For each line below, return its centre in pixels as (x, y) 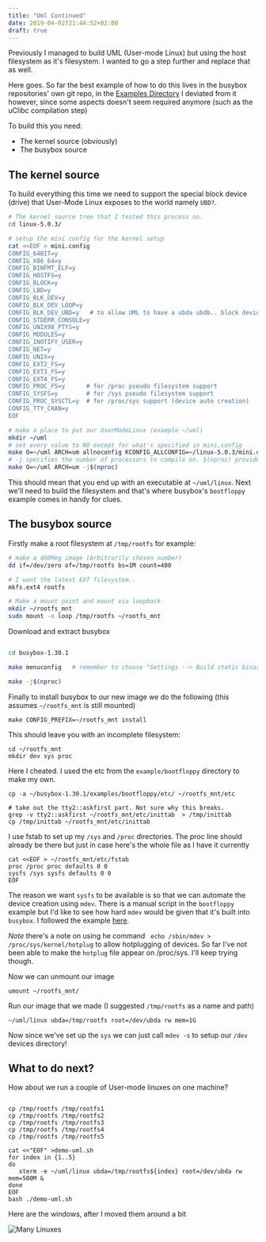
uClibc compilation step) (48, 110)
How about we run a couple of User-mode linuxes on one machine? (118, 1087)
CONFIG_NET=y (30, 350)
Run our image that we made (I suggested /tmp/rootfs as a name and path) (131, 1005)
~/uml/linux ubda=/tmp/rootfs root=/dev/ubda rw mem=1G (102, 1020)
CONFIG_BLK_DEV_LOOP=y (46, 305)
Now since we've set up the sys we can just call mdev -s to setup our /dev (128, 1035)
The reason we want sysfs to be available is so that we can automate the (127, 895)
